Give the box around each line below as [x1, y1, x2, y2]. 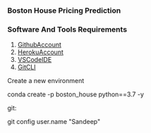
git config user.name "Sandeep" [7, 118, 101, 126]
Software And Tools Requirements [7, 24, 128, 34]
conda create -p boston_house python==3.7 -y [7, 90, 145, 99]
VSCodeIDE [17, 56, 52, 64]
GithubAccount [17, 41, 62, 49]
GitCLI [17, 63, 37, 72]
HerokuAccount [17, 48, 64, 56]
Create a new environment [7, 77, 85, 85]
